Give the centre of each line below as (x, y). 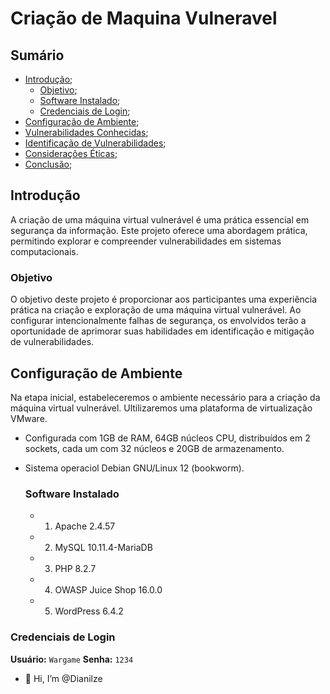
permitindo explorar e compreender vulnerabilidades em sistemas (146, 241)
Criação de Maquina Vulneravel (144, 18)
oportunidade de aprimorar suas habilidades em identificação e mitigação (162, 331)
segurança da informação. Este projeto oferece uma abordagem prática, (159, 230)
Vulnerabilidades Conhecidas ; (86, 132)
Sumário (37, 55)
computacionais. (44, 251)
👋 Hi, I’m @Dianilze (63, 678)
